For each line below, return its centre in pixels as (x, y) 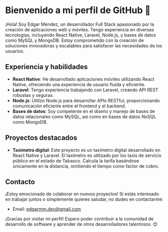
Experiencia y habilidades (47, 67)
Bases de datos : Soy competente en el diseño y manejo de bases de (83, 111)
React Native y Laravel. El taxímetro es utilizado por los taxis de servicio (87, 155)
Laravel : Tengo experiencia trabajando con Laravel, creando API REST (85, 90)
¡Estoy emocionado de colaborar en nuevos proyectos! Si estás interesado (82, 194)
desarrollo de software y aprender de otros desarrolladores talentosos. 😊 (81, 224)
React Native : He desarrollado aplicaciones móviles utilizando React (83, 79)
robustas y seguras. (33, 95)
